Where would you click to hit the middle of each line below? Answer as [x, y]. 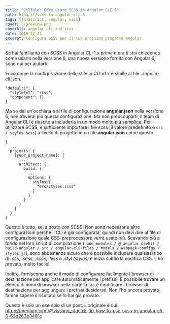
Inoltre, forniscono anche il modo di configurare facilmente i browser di [79, 274]
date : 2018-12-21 [24, 34]
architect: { [32, 164]
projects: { [23, 151]
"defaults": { [20, 88]
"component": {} [27, 97]
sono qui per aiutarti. [27, 64]
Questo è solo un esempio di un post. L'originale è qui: [62, 305]
